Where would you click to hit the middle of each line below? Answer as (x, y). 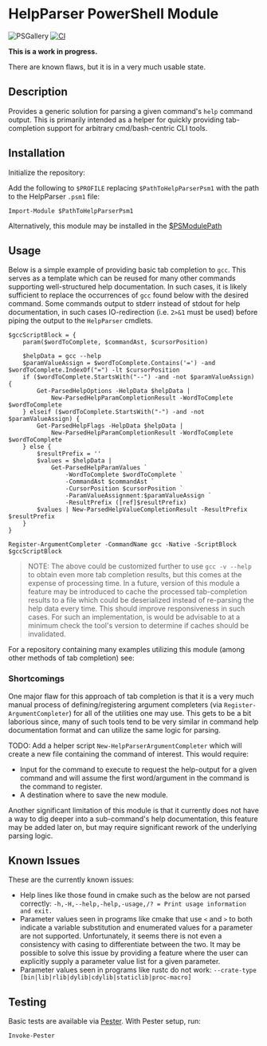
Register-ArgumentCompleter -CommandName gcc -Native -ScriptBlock (123, 545)
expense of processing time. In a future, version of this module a (134, 584)
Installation (37, 153)
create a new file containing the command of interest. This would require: (129, 753)
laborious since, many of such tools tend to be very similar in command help (133, 722)
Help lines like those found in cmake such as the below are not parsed (135, 895)
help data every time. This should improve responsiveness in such (136, 609)
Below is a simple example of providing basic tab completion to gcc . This (127, 270)
